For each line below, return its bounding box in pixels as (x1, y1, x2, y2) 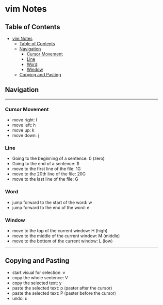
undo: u (12, 295, 28, 301)
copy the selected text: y (12, 280, 62, 286)
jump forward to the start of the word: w (12, 199, 92, 205)
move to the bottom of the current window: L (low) (12, 238, 113, 244)
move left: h (12, 122, 36, 128)
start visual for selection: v (12, 270, 65, 275)
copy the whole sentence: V (12, 274, 68, 280)
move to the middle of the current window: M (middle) (12, 233, 120, 238)
